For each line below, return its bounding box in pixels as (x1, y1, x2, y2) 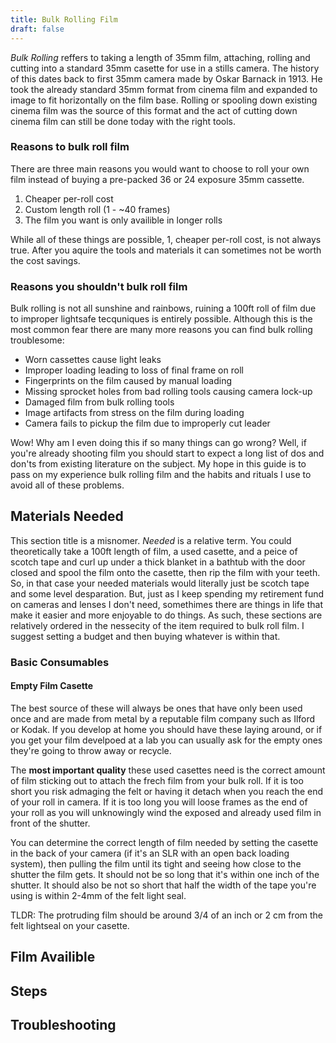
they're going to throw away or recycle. (10, 745, 172, 757)
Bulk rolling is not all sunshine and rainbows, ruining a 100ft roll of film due (10, 302, 317, 315)
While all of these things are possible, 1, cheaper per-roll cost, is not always (10, 233, 322, 245)
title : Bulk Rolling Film (10, 14, 118, 25)
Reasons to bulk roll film (10, 140, 130, 154)
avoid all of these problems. (10, 479, 125, 491)
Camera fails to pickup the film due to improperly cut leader (24, 417, 271, 430)
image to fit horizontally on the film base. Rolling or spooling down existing (10, 94, 318, 106)
